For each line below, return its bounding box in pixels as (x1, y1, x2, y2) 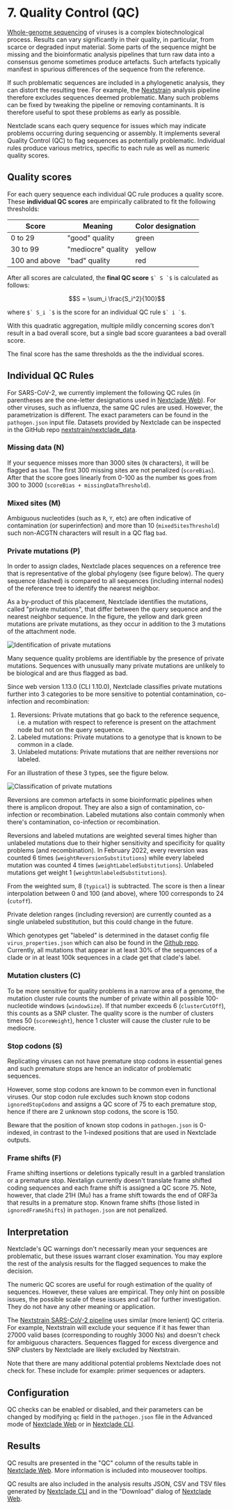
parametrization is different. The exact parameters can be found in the (7, 410, 209, 419)
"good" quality (67, 233, 115, 242)
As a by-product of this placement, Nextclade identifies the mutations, (7, 598, 209, 606)
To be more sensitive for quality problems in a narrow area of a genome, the (7, 986, 225, 995)
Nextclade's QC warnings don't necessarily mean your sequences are (7, 1245, 208, 1253)
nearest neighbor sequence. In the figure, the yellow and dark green (7, 612, 203, 621)
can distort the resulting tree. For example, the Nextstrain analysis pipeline (7, 86, 220, 94)
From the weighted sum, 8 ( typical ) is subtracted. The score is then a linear (7, 882, 225, 890)
